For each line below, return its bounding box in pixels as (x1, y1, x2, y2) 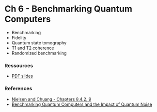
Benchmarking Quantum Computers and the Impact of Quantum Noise (11, 101, 152, 107)
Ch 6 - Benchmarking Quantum (4, 3, 133, 14)
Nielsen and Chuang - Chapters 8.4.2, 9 (11, 96, 92, 102)
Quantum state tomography (11, 40, 67, 45)
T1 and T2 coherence (11, 45, 54, 51)
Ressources (4, 62, 33, 69)
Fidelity (11, 35, 27, 41)
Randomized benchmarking (11, 50, 67, 56)
